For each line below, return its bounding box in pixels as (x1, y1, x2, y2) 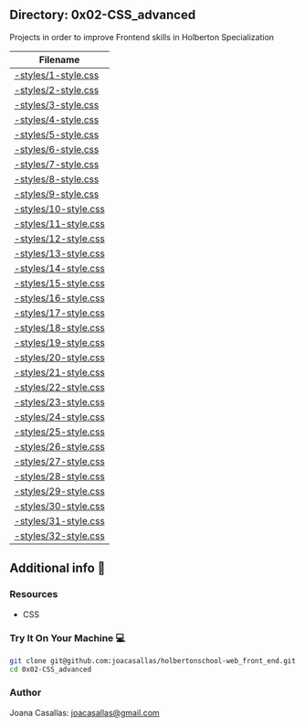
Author (9, 686, 42, 699)
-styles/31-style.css (14, 514, 105, 527)
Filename (38, 53, 80, 66)
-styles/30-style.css (14, 499, 105, 512)
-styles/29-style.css (14, 485, 105, 497)
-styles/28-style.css (14, 470, 105, 483)
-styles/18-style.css (14, 321, 105, 334)
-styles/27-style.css (14, 454, 105, 467)
